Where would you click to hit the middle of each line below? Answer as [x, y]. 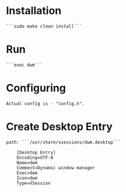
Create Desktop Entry [59, 127]
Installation [34, 11]
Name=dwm [27, 163]
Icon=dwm [27, 178]
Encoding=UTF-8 [35, 158]
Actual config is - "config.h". [45, 103]
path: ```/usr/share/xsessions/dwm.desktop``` [64, 142]
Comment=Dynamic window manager [56, 167]
